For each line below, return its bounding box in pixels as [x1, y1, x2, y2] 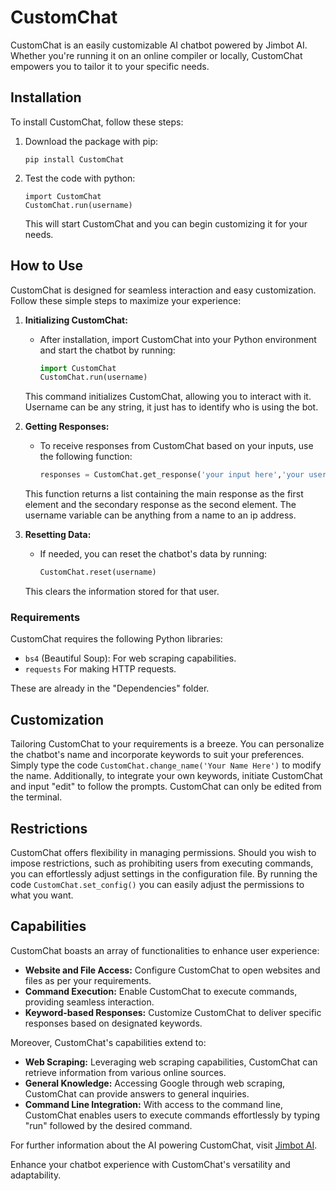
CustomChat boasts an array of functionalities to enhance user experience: [10, 944, 320, 956]
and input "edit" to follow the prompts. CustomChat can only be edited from [10, 781, 322, 793]
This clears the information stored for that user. [24, 586, 220, 598]
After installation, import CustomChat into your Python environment [39, 333, 317, 345]
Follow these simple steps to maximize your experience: [10, 294, 242, 306]
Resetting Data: [24, 529, 92, 541]
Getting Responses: [24, 421, 110, 433]
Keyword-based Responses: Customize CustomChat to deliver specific [24, 1006, 322, 1018]
